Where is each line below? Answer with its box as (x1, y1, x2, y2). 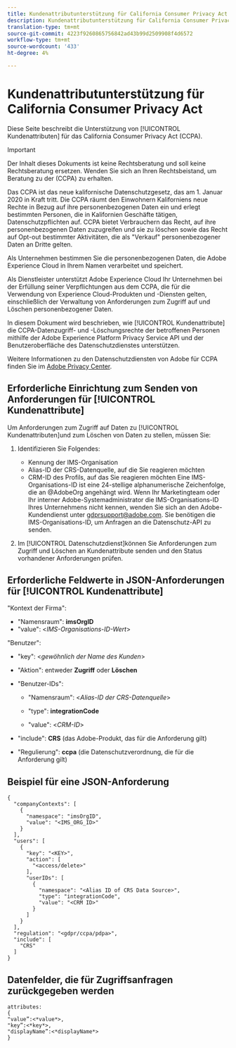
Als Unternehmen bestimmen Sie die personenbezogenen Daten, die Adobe (7, 254, 227, 262)
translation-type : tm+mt (7, 23, 80, 30)
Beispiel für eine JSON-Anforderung (7, 775, 170, 787)
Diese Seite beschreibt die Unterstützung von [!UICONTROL (7, 124, 181, 132)
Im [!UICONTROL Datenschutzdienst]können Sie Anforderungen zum (17, 539, 217, 547)
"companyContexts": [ (13, 801, 77, 808)
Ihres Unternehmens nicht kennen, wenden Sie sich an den (27, 503, 199, 511)
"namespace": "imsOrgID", (25, 813, 102, 821)
